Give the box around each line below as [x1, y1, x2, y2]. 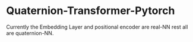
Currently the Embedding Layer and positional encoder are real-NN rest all [6, 23, 188, 30]
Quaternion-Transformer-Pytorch [6, 4, 175, 17]
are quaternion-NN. [6, 29, 54, 36]
